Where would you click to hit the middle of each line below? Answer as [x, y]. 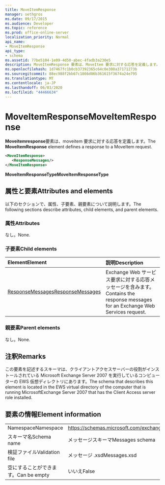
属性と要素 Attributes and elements [59, 191]
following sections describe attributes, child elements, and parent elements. [82, 209]
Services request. [126, 312]
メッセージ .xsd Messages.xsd [102, 455]
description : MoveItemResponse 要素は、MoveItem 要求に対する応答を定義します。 [82, 65]
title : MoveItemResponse [30, 10]
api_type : [15, 51]
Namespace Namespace [35, 428]
